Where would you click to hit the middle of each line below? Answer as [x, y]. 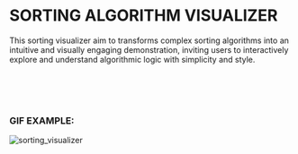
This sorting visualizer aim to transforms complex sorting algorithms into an [149, 40]
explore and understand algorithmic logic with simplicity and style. [132, 59]
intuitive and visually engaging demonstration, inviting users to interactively [149, 49]
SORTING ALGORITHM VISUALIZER [144, 16]
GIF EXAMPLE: [42, 120]
